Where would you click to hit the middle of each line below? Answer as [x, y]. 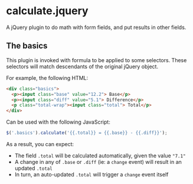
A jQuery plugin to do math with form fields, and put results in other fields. [96, 27]
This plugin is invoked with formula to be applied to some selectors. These [97, 60]
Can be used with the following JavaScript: [58, 122]
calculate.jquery [47, 11]
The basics [27, 46]
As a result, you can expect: [40, 144]
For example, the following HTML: [47, 78]
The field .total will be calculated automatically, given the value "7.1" [100, 156]
